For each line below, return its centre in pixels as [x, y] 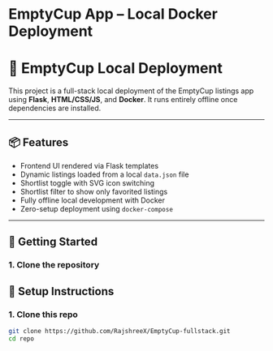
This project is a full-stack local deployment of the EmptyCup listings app [131, 91]
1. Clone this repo [43, 315]
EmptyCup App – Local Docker [113, 14]
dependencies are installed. [55, 108]
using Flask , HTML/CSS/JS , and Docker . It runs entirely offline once [123, 100]
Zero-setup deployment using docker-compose [96, 208]
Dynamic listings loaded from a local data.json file [104, 174]
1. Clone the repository [54, 265]
